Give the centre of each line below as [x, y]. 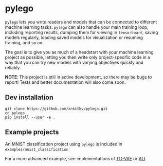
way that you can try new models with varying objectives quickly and [74, 62]
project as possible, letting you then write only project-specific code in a [78, 57]
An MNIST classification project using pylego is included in [64, 144]
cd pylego [15, 113]
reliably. [13, 67]
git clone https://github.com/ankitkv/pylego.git [56, 109]
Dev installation [29, 98]
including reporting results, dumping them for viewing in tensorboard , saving [81, 32]
